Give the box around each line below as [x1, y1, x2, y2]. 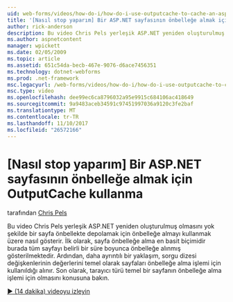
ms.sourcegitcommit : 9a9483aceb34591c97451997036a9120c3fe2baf [7, 101, 194, 108]
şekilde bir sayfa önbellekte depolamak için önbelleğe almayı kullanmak [7, 230, 212, 238]
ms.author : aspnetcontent [7, 36, 82, 43]
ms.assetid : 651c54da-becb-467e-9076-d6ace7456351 [7, 62, 157, 69]
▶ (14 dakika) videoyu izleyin [7, 287, 90, 296]
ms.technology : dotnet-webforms [7, 68, 101, 75]
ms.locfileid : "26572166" [7, 126, 82, 133]
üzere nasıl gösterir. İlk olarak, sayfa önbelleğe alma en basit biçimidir [7, 237, 206, 245]
